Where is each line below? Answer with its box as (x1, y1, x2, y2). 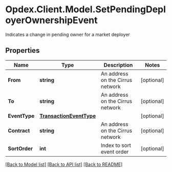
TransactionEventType (39, 112, 96, 119)
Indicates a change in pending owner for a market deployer (5, 31, 131, 37)
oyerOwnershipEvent (5, 14, 98, 26)
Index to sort (100, 142, 132, 149)
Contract (8, 127, 30, 134)
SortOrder (8, 145, 33, 152)
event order (100, 148, 129, 155)
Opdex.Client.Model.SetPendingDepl (5, 4, 166, 15)
